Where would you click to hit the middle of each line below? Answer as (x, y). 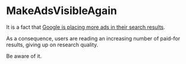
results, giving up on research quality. (52, 45)
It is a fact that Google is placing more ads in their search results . (86, 27)
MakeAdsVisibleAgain (62, 11)
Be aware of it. (24, 56)
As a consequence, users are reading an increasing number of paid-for (93, 38)
